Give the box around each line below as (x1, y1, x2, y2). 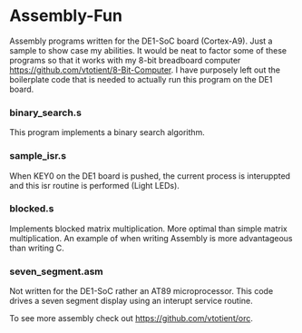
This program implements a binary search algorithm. (9, 127, 206, 138)
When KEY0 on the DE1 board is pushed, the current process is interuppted (9, 170, 291, 181)
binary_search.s (9, 106, 82, 119)
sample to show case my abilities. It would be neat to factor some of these (9, 44, 287, 55)
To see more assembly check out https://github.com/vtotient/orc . (9, 313, 254, 324)
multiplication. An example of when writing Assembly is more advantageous (9, 232, 293, 243)
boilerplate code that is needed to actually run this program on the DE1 (9, 73, 273, 84)
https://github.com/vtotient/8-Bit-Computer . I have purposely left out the (9, 64, 281, 75)
